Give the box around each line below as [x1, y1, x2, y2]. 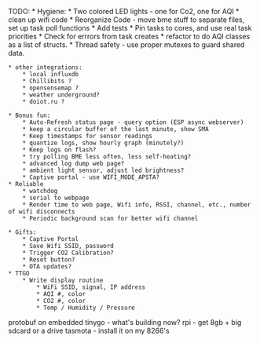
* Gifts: [8, 228, 37, 236]
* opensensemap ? [22, 84, 79, 92]
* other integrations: [8, 64, 82, 71]
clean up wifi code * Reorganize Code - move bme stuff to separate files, [8, 15, 245, 24]
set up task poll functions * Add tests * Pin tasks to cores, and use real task [8, 24, 252, 32]
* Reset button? [22, 256, 76, 264]
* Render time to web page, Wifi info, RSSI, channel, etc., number [22, 201, 251, 209]
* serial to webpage [22, 194, 90, 202]
